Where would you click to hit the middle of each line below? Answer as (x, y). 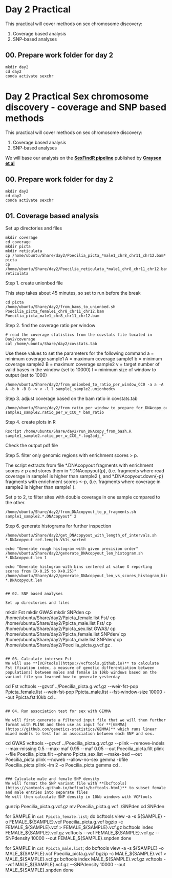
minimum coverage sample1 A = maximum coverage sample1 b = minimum (84, 359)
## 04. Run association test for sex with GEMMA (58, 711)
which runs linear (137, 729)
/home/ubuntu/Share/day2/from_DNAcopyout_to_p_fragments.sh (71, 512)
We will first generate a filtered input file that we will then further (86, 720)
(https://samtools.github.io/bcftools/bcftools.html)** (66, 788)
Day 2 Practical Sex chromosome (77, 96)
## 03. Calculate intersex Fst (39, 659)
